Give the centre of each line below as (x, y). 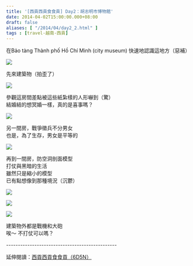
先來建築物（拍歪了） (32, 74)
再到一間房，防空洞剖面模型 (39, 159)
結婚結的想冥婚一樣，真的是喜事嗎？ (50, 105)
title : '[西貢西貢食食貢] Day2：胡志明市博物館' (60, 11)
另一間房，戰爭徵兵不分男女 (39, 128)
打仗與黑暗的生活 (27, 166)
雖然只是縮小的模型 (29, 174)
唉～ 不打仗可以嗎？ (30, 233)
